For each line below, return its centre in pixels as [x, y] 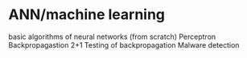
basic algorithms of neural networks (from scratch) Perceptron [112, 37]
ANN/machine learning [87, 15]
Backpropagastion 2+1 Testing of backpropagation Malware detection [124, 44]
